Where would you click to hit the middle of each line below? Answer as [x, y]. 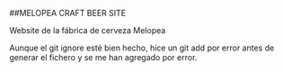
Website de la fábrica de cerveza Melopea [88, 30]
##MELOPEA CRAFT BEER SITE [68, 13]
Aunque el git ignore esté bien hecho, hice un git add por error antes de [142, 48]
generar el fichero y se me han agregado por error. [103, 57]
